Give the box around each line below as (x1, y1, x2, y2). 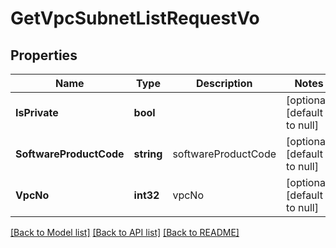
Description (196, 77, 253, 90)
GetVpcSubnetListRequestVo (10, 7, 260, 30)
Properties (10, 47, 78, 64)
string (133, 147, 163, 161)
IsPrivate (15, 106, 59, 119)
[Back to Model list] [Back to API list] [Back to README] (10, 227, 240, 238)
